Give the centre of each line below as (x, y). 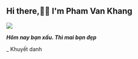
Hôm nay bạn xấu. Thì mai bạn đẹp (51, 37)
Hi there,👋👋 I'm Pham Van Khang (69, 11)
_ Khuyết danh (24, 49)
